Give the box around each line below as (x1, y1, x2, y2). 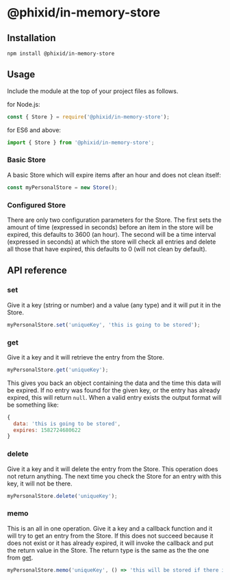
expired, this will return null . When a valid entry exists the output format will (7, 393, 222, 401)
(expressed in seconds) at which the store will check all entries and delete (7, 238, 216, 246)
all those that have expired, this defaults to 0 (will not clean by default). (7, 245, 207, 253)
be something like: (7, 401, 60, 409)
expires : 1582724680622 (13, 427, 81, 433)
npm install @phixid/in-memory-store (7, 50, 115, 57)
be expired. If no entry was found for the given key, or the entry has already (7, 386, 220, 394)
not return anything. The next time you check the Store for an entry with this (7, 472, 222, 480)
